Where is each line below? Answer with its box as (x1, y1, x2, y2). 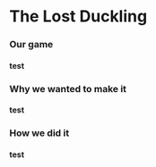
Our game (9, 38, 54, 51)
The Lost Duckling (9, 6, 148, 27)
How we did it (9, 127, 70, 139)
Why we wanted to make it (9, 82, 127, 95)
